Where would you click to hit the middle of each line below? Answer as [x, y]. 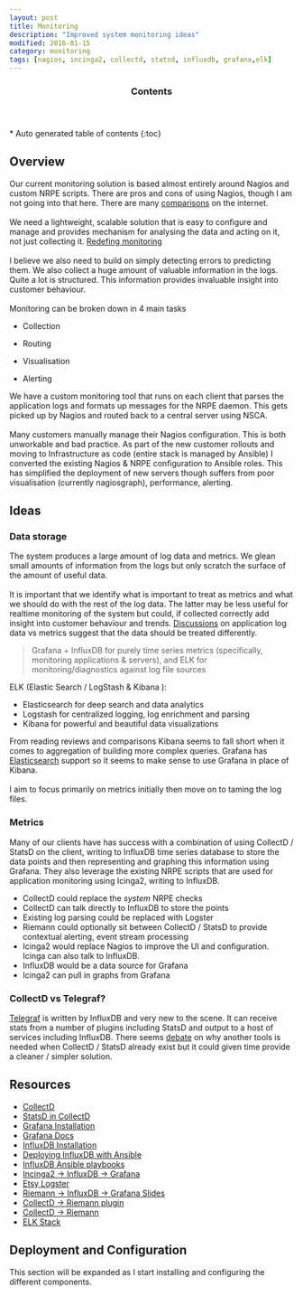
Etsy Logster [46, 1183]
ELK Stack [41, 1222]
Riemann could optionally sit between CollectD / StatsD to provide [145, 926]
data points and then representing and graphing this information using [139, 861]
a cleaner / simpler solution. [61, 1057]
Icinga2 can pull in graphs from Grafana [96, 975]
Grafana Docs [48, 1135]
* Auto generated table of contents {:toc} [86, 133]
